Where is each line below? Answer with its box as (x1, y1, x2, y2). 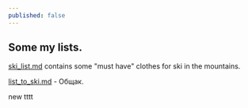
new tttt (8, 92, 33, 102)
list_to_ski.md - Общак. (8, 76, 85, 87)
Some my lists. (8, 41, 83, 54)
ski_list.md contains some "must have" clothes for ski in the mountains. (8, 61, 241, 71)
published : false (8, 11, 66, 20)
